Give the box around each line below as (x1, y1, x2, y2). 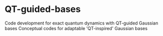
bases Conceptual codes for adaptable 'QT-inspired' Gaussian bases (5, 25, 148, 31)
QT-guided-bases (5, 3, 81, 15)
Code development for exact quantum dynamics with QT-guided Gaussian (5, 20, 158, 26)
